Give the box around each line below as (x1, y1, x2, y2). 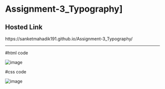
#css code (5, 69, 27, 74)
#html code (5, 50, 28, 56)
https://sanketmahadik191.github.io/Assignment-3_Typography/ (5, 36, 133, 42)
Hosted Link (5, 23, 43, 31)
